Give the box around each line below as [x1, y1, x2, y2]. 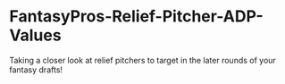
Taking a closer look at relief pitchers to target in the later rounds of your [9, 55, 277, 65]
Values [9, 25, 62, 46]
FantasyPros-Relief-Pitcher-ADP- [9, 6, 264, 27]
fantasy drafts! [9, 64, 63, 75]
